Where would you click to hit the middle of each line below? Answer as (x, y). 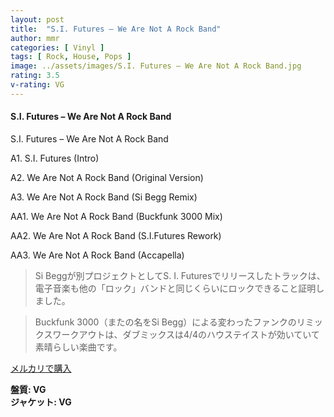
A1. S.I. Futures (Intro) (55, 158)
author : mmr (35, 38)
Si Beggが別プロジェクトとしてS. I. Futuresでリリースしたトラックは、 (180, 275)
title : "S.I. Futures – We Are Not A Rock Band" (116, 29)
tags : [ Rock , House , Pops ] (71, 57)
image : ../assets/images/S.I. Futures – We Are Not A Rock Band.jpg (156, 66)
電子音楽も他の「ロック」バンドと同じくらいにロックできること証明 (175, 288)
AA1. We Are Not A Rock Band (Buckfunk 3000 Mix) (116, 216)
